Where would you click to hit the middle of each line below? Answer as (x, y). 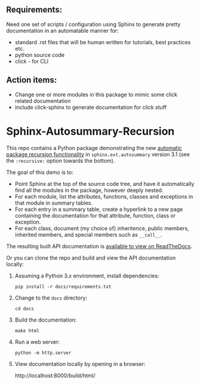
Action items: (32, 80)
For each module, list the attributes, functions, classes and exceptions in (104, 196)
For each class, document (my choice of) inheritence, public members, (102, 228)
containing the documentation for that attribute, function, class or (95, 215)
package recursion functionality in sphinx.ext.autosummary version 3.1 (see (98, 154)
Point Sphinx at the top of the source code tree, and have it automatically (104, 184)
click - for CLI (32, 61)
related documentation (43, 100)
